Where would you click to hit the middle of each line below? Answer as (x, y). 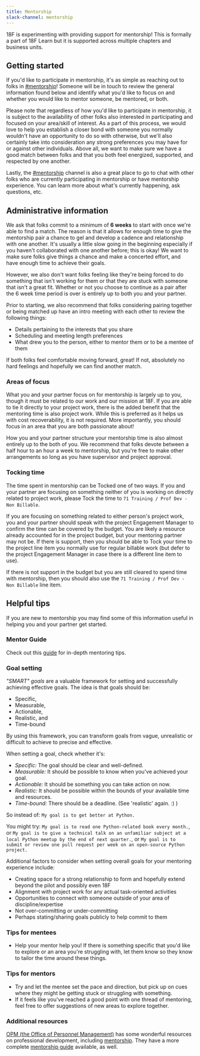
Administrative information (57, 210)
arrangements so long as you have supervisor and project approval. (89, 457)
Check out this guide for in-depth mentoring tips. (66, 652)
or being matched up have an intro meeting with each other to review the (96, 311)
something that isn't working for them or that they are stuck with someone (97, 281)
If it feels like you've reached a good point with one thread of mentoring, (103, 999)
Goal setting (24, 668)
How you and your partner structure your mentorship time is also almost (94, 438)
